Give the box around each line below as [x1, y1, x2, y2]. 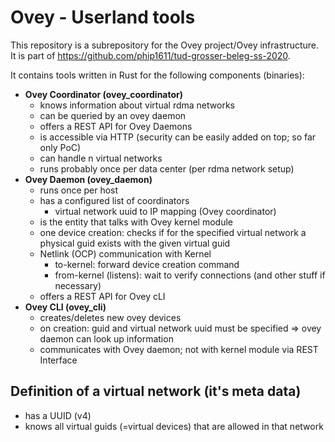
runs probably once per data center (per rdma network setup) [39, 162, 295, 175]
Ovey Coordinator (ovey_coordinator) [24, 88, 184, 100]
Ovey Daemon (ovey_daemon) [24, 173, 153, 185]
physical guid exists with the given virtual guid [39, 237, 231, 249]
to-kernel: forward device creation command [54, 258, 240, 270]
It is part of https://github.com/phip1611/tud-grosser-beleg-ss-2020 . [10, 49, 291, 61]
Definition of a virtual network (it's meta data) [10, 383, 302, 400]
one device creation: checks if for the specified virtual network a [39, 226, 307, 238]
